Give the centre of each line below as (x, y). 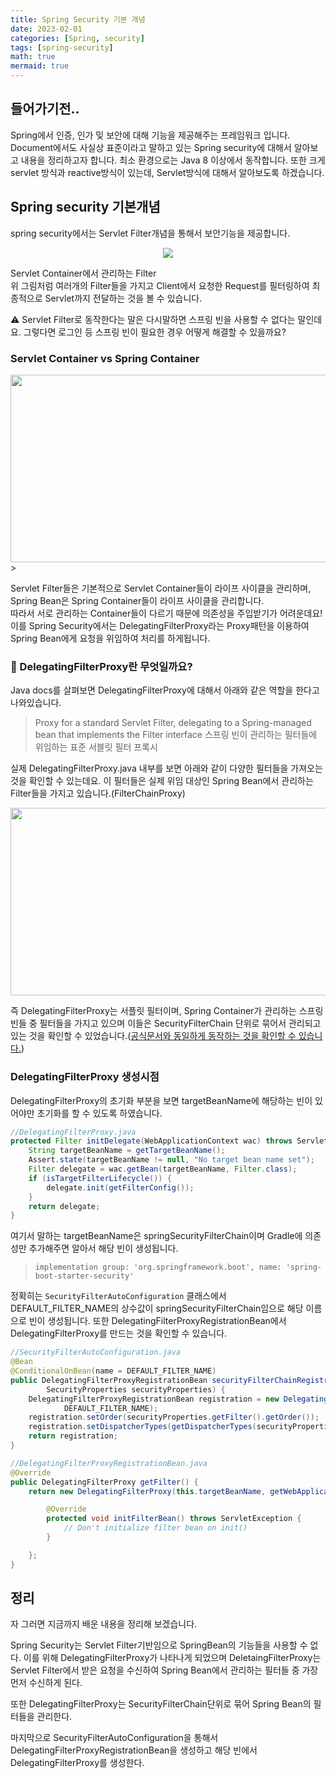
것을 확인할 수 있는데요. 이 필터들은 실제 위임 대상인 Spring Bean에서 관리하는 (162, 781)
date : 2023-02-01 (46, 29)
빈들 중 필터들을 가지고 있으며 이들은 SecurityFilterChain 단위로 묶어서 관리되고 (166, 1023)
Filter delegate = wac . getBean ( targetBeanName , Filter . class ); (163, 1169)
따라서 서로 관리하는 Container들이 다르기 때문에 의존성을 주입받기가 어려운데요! (166, 613)
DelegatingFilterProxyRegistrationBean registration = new (154, 1399)
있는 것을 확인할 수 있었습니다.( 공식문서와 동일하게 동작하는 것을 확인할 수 (153, 1036)
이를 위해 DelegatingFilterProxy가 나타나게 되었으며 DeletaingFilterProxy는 (172, 1658)
